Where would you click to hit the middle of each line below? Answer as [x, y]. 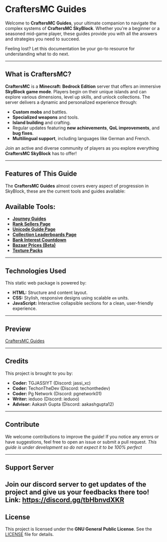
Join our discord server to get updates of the [76, 484]
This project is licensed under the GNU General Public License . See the [79, 529]
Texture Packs [28, 251]
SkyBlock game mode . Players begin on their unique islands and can [76, 91]
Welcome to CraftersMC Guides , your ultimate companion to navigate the [81, 23]
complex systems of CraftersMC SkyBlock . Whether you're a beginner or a [83, 28]
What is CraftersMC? [38, 74]
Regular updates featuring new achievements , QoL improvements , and [86, 128]
